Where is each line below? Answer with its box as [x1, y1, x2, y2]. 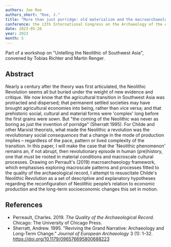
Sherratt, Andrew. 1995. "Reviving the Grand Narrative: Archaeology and [12, 225, 164, 231]
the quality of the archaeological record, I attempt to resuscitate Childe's [5, 170, 157, 176]
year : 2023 [5, 31, 28, 36]
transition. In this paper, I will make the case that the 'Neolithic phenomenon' [5, 143, 166, 149]
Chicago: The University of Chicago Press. [12, 220, 102, 226]
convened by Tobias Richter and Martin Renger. [5, 55, 105, 61]
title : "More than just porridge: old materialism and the [5, 17, 133, 22]
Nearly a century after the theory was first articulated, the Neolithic [5, 83, 146, 89]
